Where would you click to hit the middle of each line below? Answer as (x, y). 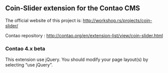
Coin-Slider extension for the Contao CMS (73, 8)
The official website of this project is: (44, 20)
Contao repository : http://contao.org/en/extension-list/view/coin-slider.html (84, 35)
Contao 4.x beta (25, 48)
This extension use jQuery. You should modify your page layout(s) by (77, 59)
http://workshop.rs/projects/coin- (117, 20)
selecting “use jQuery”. (29, 65)
